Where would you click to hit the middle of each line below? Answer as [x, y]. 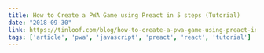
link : [17, 30]
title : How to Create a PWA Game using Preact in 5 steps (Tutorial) [125, 15]
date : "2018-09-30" [40, 23]
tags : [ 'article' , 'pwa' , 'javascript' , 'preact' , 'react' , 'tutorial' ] [130, 37]
